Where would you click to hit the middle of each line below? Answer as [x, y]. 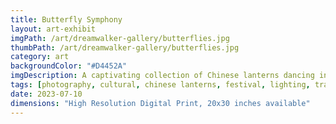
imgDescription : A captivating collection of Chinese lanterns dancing [162, 76]
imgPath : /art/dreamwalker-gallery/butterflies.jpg [120, 38]
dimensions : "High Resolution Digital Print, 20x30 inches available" [160, 103]
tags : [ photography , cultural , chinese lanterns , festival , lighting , [160, 85]
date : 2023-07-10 [46, 94]
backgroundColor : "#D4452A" [69, 66]
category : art [40, 57]
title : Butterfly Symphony [66, 19]
